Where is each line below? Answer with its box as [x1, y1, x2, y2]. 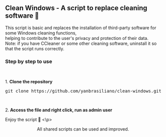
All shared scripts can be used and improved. [37, 126, 129, 132]
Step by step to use [5, 58, 52, 65]
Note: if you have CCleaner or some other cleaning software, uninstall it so [5, 40, 157, 46]
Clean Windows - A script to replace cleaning [5, 4, 147, 12]
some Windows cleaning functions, [5, 30, 77, 36]
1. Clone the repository [5, 79, 53, 85]
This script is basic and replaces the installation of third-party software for [5, 25, 157, 31]
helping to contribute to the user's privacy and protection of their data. [5, 35, 149, 41]
